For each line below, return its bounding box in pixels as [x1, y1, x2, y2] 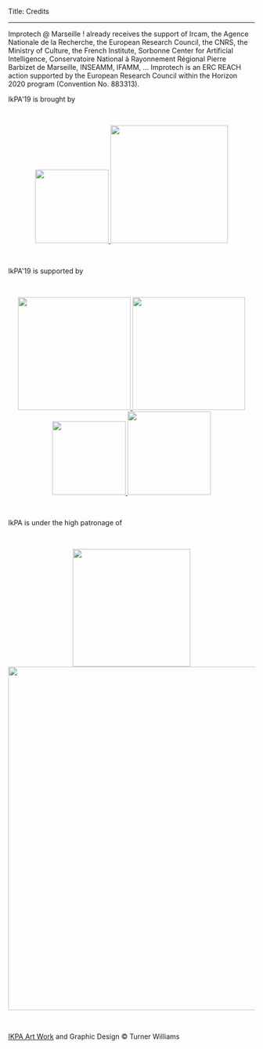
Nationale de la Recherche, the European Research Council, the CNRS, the [8, 38, 248, 46]
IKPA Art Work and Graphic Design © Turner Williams [8, 1032, 180, 1041]
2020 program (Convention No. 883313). [8, 79, 140, 89]
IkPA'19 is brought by [8, 94, 76, 104]
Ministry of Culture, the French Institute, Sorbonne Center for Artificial [8, 46, 233, 55]
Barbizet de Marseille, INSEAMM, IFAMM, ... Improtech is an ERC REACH [8, 63, 241, 71]
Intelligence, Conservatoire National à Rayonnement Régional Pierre [8, 54, 227, 64]
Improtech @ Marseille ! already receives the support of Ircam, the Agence [8, 29, 249, 38]
